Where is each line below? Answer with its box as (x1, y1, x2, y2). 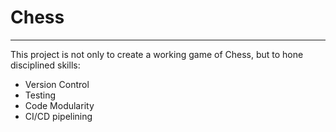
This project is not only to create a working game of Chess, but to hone (10, 48, 304, 60)
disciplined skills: (10, 59, 81, 71)
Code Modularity (24, 99, 95, 111)
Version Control (24, 78, 90, 90)
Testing (24, 89, 57, 101)
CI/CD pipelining (24, 110, 93, 122)
